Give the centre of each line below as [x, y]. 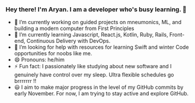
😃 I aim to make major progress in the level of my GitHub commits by [99, 87]
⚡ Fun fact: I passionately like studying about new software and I [93, 67]
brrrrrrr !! [25, 81]
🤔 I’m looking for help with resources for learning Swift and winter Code [101, 47]
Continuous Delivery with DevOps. [68, 41]
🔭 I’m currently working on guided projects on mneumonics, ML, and [98, 22]
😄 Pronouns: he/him [39, 60]
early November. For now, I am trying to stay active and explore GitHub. [101, 94]
